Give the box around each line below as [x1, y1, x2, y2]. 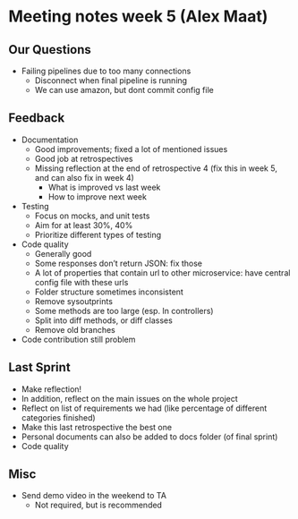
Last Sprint [8, 360, 71, 375]
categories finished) [21, 412, 96, 422]
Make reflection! [21, 383, 82, 395]
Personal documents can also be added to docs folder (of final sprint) [21, 431, 278, 442]
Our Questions [8, 42, 91, 57]
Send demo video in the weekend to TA [21, 490, 167, 501]
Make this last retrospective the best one [21, 421, 172, 432]
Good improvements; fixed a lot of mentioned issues [34, 143, 228, 154]
